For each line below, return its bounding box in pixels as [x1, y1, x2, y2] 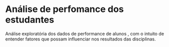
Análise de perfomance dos [5, 3, 124, 15]
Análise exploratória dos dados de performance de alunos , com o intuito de [5, 30, 164, 36]
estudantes [5, 14, 54, 25]
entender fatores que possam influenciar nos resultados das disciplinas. [5, 36, 156, 42]
